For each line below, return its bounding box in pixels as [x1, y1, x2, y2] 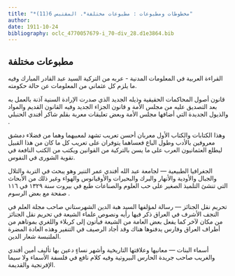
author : [8, 17, 31, 24]
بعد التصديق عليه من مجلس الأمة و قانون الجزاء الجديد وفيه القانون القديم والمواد [8, 103, 218, 111]
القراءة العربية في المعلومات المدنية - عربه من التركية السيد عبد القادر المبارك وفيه [8, 74, 223, 82]
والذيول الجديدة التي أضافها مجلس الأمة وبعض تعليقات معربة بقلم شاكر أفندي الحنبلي [8, 110, 229, 119]
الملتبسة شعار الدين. [8, 232, 62, 241]
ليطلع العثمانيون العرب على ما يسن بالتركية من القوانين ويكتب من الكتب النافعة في [8, 146, 223, 154]
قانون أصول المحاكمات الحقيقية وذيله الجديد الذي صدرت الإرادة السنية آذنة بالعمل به [8, 95, 225, 103]
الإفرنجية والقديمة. [8, 261, 55, 269]
